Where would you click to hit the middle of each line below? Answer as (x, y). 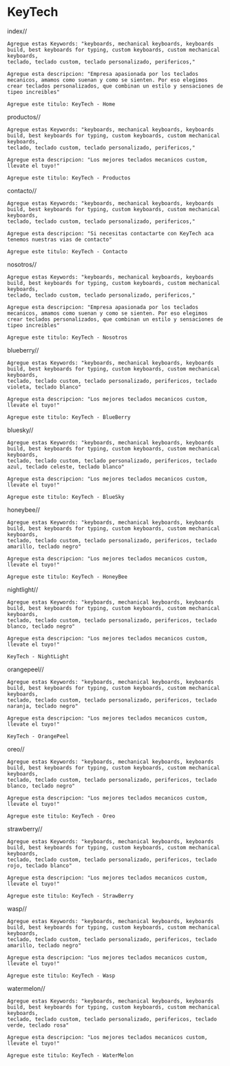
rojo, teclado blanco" (40, 866)
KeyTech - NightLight (38, 656)
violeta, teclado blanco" (44, 387)
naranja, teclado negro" (43, 706)
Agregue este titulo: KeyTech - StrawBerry (71, 896)
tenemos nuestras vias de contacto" (60, 239)
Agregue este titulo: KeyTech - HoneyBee (67, 577)
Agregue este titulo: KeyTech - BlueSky (66, 497)
